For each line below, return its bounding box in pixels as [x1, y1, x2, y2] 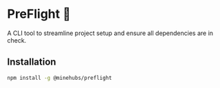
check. [7, 36, 27, 44]
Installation [7, 56, 56, 68]
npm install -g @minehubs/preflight [7, 74, 112, 81]
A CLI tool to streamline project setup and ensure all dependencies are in [7, 29, 214, 37]
